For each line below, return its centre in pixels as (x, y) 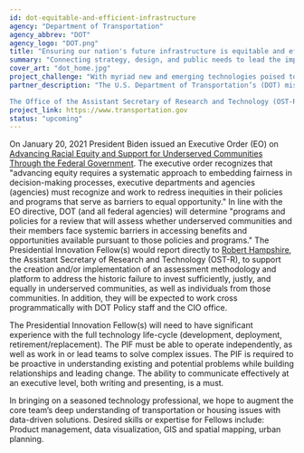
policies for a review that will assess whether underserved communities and (151, 221)
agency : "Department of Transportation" (87, 26)
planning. (27, 439)
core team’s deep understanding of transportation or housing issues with (145, 410)
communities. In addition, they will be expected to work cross (123, 298)
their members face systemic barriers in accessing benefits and (128, 231)
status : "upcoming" (46, 119)
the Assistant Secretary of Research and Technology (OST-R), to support (146, 260)
